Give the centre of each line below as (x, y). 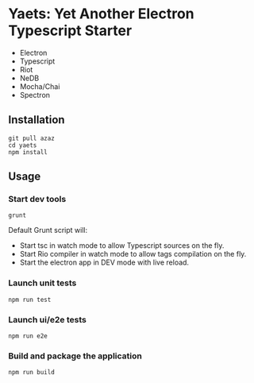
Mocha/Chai (40, 86)
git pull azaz (32, 138)
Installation (37, 120)
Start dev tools (37, 199)
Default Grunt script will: (48, 230)
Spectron (35, 95)
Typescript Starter (70, 31)
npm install (28, 152)
